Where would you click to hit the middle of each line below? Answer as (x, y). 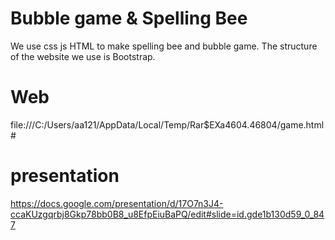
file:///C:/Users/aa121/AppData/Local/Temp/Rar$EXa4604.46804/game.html (167, 124)
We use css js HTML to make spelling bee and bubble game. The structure (164, 46)
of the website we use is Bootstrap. (83, 56)
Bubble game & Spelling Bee (129, 18)
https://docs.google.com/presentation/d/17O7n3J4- (117, 203)
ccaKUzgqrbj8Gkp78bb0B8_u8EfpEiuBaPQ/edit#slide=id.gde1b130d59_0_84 (167, 214)
